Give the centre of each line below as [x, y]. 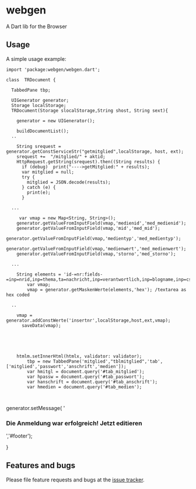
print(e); [39, 192]
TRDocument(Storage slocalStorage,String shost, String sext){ [90, 111]
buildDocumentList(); [43, 131]
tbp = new [39, 361]
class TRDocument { [31, 80]
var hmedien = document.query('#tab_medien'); [85, 387]
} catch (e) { [39, 187]
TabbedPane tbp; [31, 90]
